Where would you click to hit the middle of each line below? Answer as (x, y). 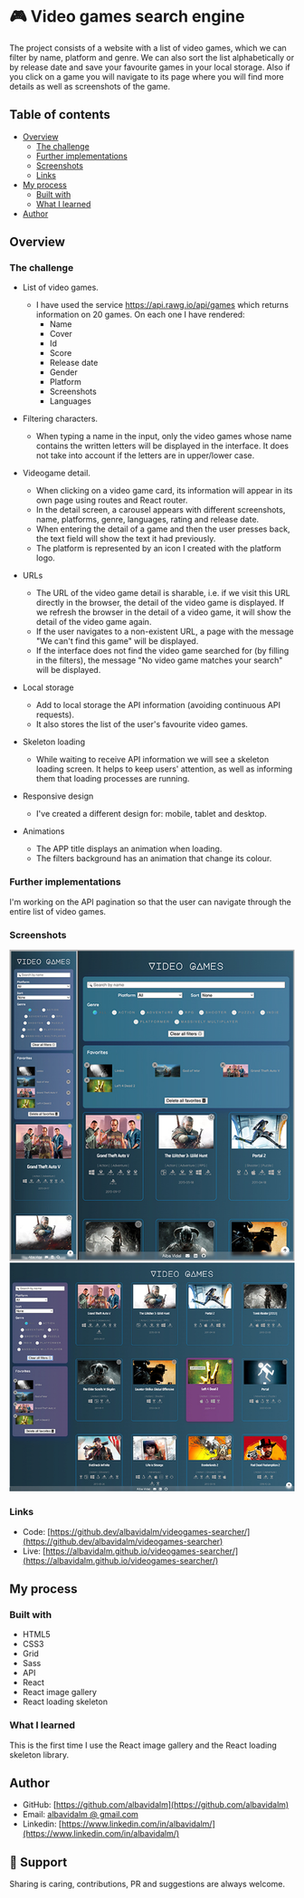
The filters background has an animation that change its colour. (154, 858)
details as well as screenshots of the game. (90, 86)
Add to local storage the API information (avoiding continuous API (158, 705)
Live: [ (34, 1551)
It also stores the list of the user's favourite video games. (142, 724)
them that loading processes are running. (113, 779)
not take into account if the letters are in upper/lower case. (145, 455)
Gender (64, 372)
